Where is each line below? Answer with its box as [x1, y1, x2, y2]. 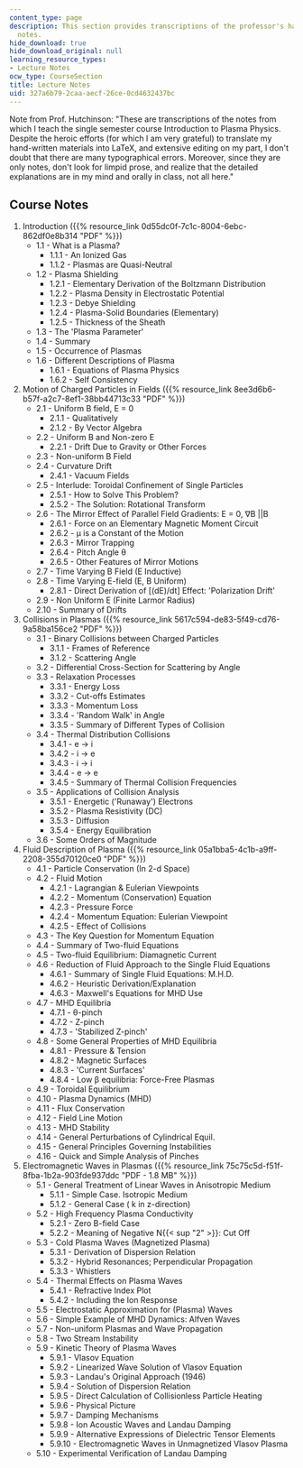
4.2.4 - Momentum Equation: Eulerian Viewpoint [49, 911, 228, 922]
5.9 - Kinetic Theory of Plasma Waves [35, 1343, 178, 1353]
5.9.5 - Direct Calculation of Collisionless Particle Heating [49, 1390, 262, 1401]
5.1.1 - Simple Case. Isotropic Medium [49, 1189, 188, 1200]
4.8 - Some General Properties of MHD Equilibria [35, 1036, 217, 1047]
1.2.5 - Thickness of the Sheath [49, 317, 166, 328]
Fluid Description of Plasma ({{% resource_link [22, 845, 197, 855]
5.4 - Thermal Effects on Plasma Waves [35, 1276, 183, 1287]
